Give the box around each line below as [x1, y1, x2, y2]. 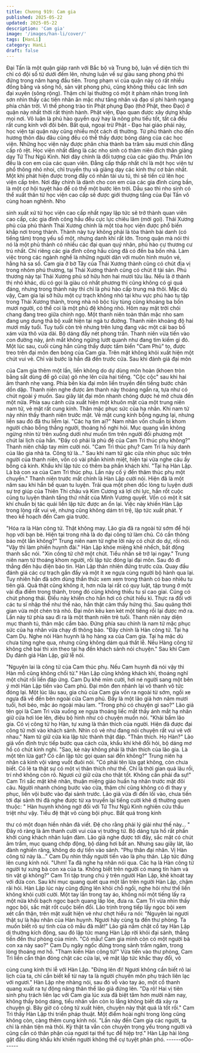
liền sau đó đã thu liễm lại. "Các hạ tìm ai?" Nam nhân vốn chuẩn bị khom [6, 417, 186, 425]
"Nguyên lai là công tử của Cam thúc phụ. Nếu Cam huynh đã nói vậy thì [6, 663, 184, 670]
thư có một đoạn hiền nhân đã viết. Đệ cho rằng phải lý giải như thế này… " [6, 820, 190, 828]
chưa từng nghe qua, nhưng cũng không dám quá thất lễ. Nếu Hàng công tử [6, 639, 193, 646]
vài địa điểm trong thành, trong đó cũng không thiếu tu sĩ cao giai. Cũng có [6, 588, 191, 595]
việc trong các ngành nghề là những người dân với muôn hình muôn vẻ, [6, 254, 181, 261]
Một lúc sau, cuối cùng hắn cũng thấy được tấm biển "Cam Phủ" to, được [6, 342, 186, 350]
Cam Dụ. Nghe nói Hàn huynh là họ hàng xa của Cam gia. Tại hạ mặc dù [6, 632, 184, 640]
